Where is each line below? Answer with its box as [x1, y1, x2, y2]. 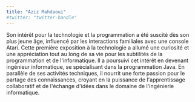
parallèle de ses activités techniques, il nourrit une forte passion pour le [6, 69, 185, 77]
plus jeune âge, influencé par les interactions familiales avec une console [6, 37, 189, 45]
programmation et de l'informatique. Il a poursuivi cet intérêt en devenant [6, 57, 189, 64]
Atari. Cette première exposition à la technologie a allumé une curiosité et [6, 43, 190, 51]
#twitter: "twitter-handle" [6, 14, 78, 21]
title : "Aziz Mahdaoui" [6, 8, 67, 15]
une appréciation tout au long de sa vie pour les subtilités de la [6, 50, 163, 57]
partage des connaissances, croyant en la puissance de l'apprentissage [6, 76, 186, 83]
